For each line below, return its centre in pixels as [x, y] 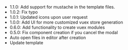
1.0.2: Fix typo [24, 12]
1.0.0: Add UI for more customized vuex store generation [66, 22]
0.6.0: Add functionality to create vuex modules [57, 27]
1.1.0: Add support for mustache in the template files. [62, 7]
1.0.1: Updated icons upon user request [48, 17]
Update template [27, 43]
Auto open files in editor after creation [48, 37]
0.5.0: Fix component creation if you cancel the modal [64, 32]
